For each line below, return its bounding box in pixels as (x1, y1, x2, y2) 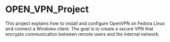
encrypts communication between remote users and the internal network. (5, 31, 160, 37)
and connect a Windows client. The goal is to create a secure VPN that (5, 25, 154, 31)
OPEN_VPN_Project (5, 4, 89, 15)
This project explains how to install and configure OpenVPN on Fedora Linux (5, 20, 165, 26)
